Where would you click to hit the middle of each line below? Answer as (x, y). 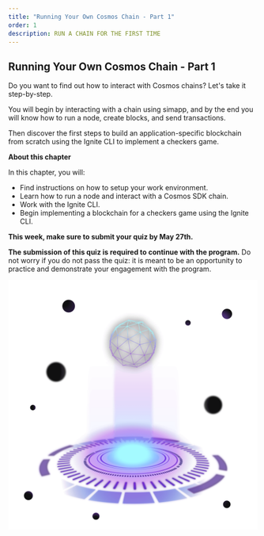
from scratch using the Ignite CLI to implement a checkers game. (114, 142)
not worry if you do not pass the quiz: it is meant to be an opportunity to (125, 261)
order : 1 (23, 25)
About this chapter (40, 157)
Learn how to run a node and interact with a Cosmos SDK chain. (124, 196)
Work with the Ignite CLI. (60, 205)
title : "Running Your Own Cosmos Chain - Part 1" (92, 17)
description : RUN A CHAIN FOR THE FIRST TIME (84, 33)
